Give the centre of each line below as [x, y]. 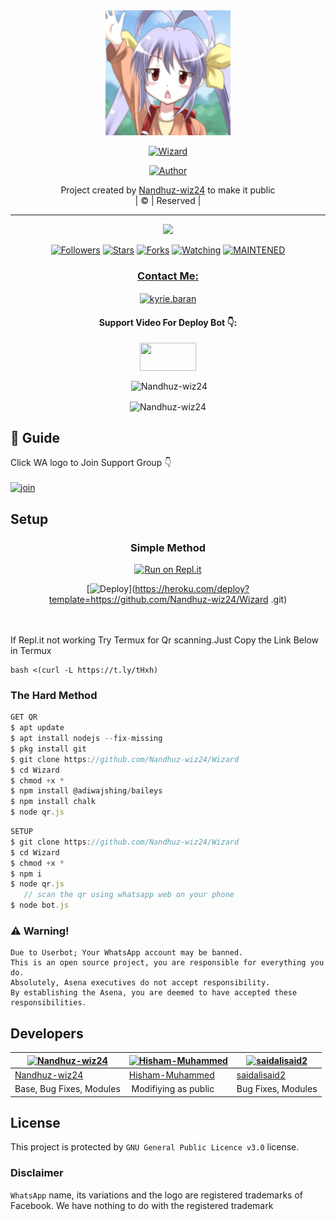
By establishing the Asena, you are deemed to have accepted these [154, 993]
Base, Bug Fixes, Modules [67, 1089]
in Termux [31, 651]
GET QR [24, 717]
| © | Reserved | [168, 200]
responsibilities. [48, 1003]
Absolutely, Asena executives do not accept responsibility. [140, 983]
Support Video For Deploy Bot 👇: [168, 322]
